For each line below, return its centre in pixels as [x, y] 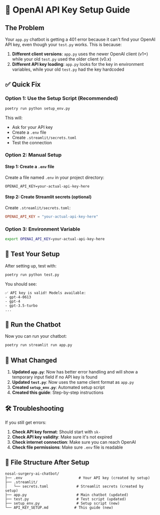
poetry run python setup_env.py [37, 109]
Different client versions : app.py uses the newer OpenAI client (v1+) [80, 54]
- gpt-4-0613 [18, 297]
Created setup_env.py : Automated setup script [58, 388]
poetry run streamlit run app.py [39, 345]
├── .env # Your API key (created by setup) [78, 478]
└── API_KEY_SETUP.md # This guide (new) [59, 507]
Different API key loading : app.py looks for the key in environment [78, 64]
